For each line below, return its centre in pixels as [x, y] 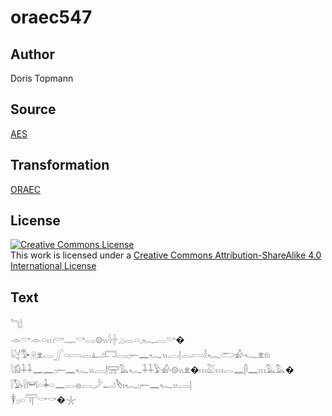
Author [32, 54]
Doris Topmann [42, 78]
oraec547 [51, 17]
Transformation [60, 165]
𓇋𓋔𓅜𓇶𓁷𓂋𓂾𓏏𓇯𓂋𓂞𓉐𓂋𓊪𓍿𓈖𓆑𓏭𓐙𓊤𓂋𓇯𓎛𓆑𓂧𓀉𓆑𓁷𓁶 [140, 355]
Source [33, 109]
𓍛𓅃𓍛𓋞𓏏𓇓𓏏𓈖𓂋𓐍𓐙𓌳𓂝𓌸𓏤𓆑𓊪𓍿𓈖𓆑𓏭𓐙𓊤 [101, 385]
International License [53, 266]
